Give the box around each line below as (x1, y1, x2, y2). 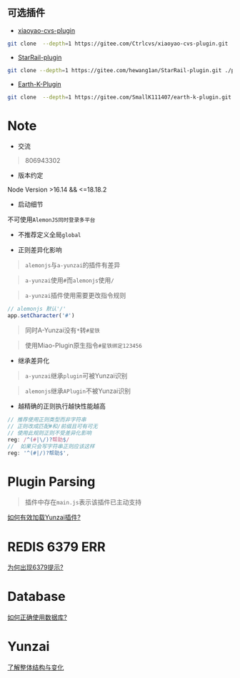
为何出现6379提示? (7, 563, 64, 572)
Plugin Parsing (7, 474, 96, 489)
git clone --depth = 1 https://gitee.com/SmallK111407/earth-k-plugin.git (7, 94, 232, 101)
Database (7, 589, 66, 605)
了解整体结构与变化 (7, 663, 64, 672)
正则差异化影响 (17, 246, 62, 254)
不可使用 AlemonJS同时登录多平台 (7, 215, 96, 224)
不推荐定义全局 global (17, 231, 81, 239)
